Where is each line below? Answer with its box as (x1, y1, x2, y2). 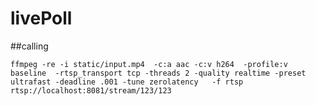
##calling (10, 40, 49, 52)
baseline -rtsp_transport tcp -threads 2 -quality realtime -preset (10, 68, 307, 78)
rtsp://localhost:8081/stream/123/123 (10, 85, 172, 96)
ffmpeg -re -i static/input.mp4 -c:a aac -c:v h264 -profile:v (10, 59, 288, 69)
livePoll (10, 7, 73, 30)
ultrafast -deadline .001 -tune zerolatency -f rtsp (10, 77, 244, 87)
